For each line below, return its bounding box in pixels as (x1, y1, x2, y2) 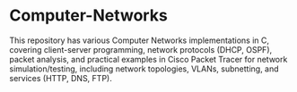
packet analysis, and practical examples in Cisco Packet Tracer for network (9, 54, 288, 64)
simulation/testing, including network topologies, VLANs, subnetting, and (9, 63, 280, 74)
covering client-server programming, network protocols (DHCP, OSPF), (9, 44, 273, 54)
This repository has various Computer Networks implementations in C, (9, 35, 269, 46)
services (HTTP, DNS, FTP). (9, 72, 112, 83)
